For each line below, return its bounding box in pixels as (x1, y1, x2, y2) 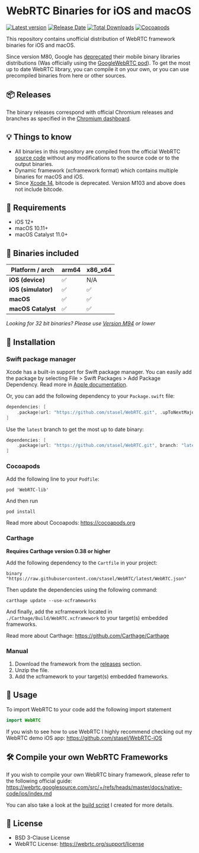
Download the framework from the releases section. (14, 660, 142, 667)
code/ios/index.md (6, 790, 52, 797)
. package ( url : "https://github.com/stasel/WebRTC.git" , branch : (17, 443, 179, 449)
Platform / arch (11, 266, 54, 274)
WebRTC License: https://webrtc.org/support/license (14, 841, 145, 848)
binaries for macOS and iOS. (14, 173, 85, 180)
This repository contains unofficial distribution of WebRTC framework (6, 35, 176, 42)
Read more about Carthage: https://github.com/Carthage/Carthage (6, 632, 169, 639)
